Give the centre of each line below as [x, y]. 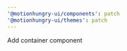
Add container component [45, 40]
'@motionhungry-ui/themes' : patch [58, 20]
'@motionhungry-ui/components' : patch [63, 14]
